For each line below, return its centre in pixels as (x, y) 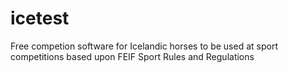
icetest (40, 18)
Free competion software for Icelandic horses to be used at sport (144, 46)
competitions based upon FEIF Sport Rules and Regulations (132, 56)
